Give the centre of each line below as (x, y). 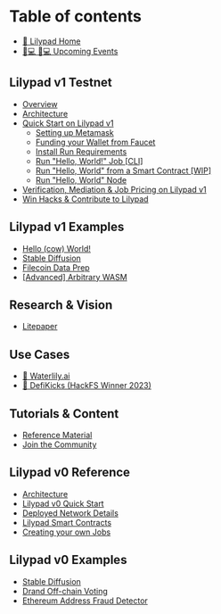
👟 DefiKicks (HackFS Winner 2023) (86, 386)
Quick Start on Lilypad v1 (68, 123)
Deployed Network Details (70, 513)
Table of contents (76, 17)
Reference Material (57, 435)
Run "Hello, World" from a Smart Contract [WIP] (123, 170)
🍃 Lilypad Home (51, 41)
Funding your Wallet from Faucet (95, 142)
